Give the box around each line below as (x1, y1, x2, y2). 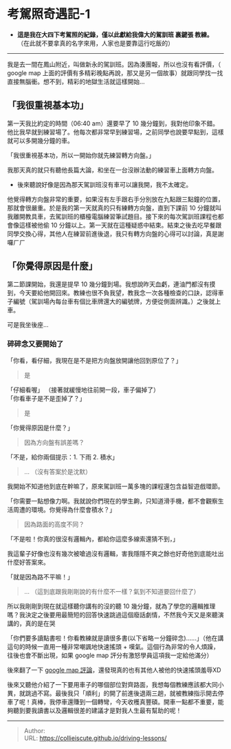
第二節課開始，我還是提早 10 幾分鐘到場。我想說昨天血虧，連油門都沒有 (7, 280, 210, 288)
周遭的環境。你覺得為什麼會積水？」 (12, 505, 115, 514)
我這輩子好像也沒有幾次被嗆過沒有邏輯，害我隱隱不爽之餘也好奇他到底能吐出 (7, 549, 224, 557)
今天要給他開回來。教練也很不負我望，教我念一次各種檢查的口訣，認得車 (19, 288, 224, 297)
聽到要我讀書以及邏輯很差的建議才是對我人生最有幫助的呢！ (12, 706, 182, 715)
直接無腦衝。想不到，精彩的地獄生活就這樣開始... (7, 77, 146, 86)
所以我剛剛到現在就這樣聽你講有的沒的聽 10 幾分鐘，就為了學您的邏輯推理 (7, 601, 216, 610)
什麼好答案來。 (7, 558, 49, 566)
